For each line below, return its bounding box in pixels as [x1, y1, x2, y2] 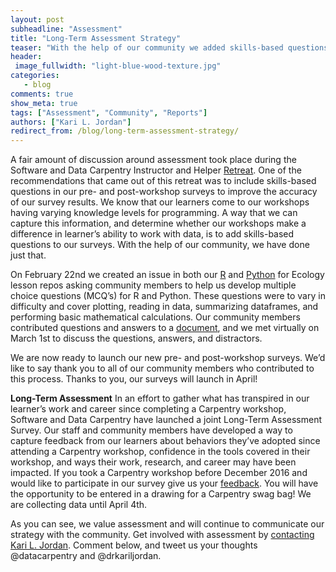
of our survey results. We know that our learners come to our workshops [10, 196, 310, 208]
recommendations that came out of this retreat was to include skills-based [10, 175, 317, 187]
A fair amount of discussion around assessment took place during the [10, 154, 297, 166]
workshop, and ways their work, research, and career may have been [10, 456, 297, 468]
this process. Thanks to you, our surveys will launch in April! [10, 373, 258, 385]
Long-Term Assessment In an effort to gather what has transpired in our [10, 392, 310, 405]
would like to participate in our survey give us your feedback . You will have [10, 477, 319, 490]
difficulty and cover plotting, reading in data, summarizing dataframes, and [10, 301, 319, 313]
